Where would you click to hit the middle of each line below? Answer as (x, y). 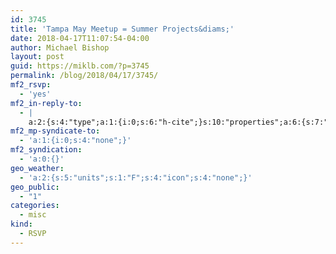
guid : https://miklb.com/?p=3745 (80, 66)
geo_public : (35, 187)
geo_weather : (37, 168)
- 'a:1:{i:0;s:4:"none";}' (75, 141)
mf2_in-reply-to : (46, 103)
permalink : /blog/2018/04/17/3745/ (84, 76)
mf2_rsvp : (31, 85)
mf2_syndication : (46, 150)
